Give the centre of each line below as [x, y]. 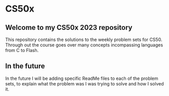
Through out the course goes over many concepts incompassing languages [84, 45]
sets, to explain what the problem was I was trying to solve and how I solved [85, 83]
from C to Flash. [22, 50]
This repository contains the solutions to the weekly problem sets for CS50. [84, 39]
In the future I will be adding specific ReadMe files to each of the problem [82, 78]
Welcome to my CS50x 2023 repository [69, 28]
